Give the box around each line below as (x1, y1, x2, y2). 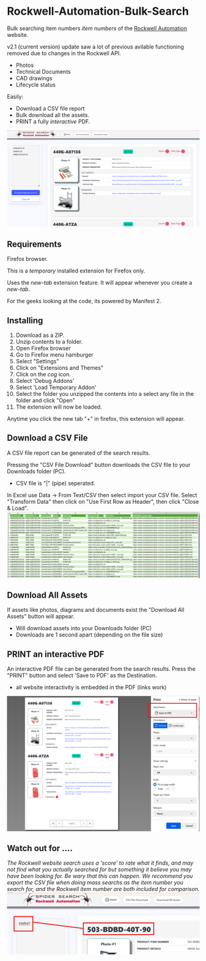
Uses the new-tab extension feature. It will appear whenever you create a (7, 279, 193, 287)
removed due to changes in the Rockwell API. (7, 49, 121, 56)
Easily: (7, 93, 24, 100)
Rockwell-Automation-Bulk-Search (7, 4, 189, 18)
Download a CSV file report (15, 104, 85, 112)
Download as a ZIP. (15, 331, 65, 339)
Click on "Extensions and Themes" (15, 364, 103, 372)
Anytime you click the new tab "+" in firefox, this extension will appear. (7, 415, 185, 423)
